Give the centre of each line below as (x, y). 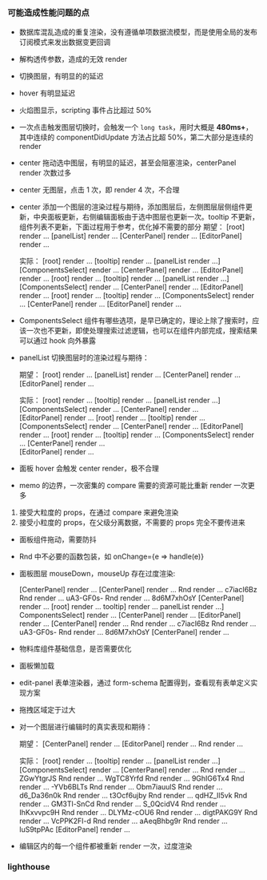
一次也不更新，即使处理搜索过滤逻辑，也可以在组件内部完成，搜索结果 (141, 330)
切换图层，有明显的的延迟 (61, 76)
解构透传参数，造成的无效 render (73, 59)
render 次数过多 (45, 172)
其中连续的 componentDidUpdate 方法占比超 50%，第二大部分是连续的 (136, 137)
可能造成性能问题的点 (48, 13)
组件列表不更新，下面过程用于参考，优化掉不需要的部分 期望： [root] (132, 227)
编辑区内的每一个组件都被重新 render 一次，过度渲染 (106, 846)
